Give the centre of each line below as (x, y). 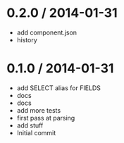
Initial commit (36, 132)
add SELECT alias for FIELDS (59, 88)
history (27, 39)
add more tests (39, 110)
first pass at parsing (46, 118)
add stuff (30, 125)
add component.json (47, 32)
